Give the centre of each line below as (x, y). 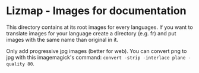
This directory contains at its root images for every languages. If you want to (99, 27)
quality (16, 64)
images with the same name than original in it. (62, 39)
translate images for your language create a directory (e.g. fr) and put (91, 33)
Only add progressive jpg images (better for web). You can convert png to (97, 51)
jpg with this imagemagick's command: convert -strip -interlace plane (96, 57)
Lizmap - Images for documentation (96, 11)
